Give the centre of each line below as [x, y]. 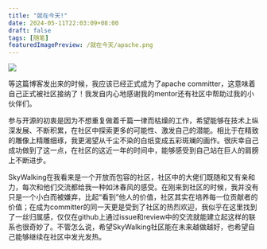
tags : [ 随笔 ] [29, 38]
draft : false [30, 30]
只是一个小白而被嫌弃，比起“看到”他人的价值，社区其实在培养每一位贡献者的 [133, 197]
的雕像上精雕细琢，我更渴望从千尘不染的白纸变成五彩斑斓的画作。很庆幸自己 [133, 141]
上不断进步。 [29, 161]
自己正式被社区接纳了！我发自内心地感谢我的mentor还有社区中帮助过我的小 [131, 94]
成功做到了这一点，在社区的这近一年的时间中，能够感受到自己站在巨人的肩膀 [133, 150]
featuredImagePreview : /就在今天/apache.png [81, 45]
